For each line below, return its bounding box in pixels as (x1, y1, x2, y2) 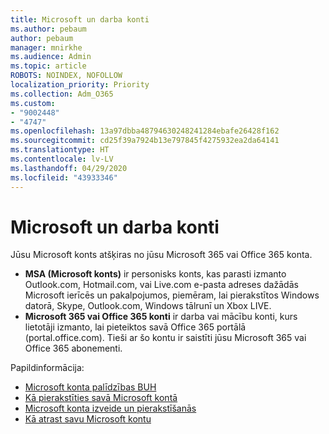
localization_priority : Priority (10, 80, 150, 90)
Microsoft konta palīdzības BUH (24, 381, 157, 393)
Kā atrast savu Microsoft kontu (24, 413, 152, 425)
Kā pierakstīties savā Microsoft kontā (24, 392, 178, 404)
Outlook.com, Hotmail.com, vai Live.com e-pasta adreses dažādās (24, 279, 299, 291)
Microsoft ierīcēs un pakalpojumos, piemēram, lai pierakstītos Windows (24, 289, 320, 301)
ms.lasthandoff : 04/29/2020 (10, 163, 128, 173)
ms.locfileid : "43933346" (10, 172, 118, 183)
